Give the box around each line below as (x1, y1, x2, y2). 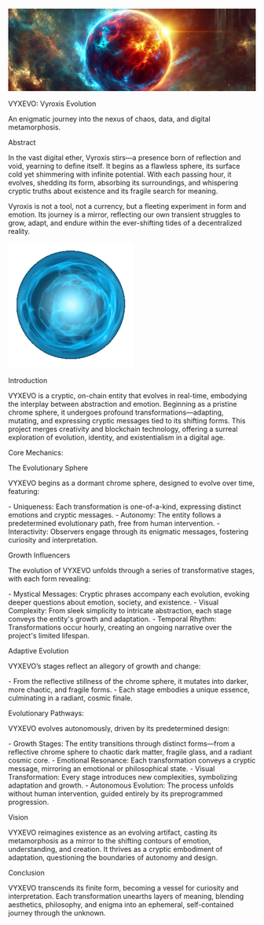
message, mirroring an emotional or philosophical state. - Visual (8, 763, 215, 773)
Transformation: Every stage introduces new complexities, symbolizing (8, 772, 238, 781)
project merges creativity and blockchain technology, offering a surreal (8, 424, 238, 433)
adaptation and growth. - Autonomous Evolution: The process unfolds (8, 781, 234, 790)
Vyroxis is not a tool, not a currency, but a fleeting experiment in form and (8, 201, 247, 210)
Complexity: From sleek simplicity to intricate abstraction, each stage (8, 605, 232, 615)
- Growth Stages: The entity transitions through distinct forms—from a (8, 739, 236, 748)
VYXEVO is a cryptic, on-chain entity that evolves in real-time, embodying (8, 390, 247, 400)
